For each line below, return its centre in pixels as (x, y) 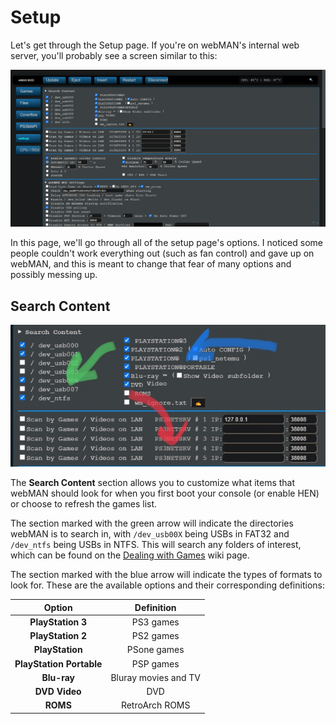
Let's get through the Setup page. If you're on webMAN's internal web (155, 45)
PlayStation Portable (58, 663)
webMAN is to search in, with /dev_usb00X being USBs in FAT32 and (150, 534)
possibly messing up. (54, 275)
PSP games (155, 663)
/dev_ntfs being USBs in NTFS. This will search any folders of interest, (156, 545)
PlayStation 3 (58, 622)
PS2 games (155, 636)
